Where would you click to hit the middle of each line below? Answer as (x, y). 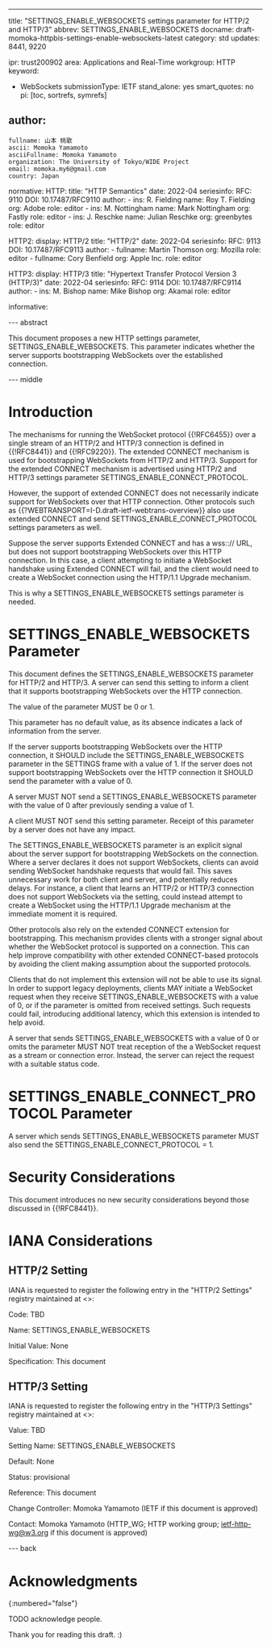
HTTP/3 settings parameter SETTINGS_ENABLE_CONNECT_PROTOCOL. (128, 477)
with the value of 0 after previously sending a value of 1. (101, 805)
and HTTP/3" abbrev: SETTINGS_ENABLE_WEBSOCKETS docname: (121, 29)
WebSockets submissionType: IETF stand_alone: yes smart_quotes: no (137, 86)
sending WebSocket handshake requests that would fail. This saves (120, 870)
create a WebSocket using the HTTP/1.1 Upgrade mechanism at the (120, 905)
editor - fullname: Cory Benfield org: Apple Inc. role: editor (105, 258)
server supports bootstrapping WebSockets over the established (116, 355)
